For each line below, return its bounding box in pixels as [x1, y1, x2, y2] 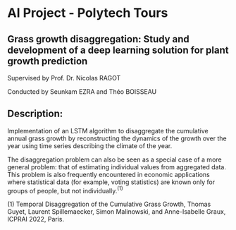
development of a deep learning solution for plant [7, 44, 229, 56]
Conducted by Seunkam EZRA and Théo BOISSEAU [7, 87, 157, 96]
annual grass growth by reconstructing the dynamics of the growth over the [7, 134, 227, 143]
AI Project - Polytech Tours [7, 5, 168, 21]
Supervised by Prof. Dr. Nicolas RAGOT [7, 74, 121, 82]
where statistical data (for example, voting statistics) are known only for [7, 178, 216, 186]
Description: [7, 108, 63, 120]
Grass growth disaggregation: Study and [7, 33, 190, 45]
